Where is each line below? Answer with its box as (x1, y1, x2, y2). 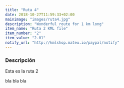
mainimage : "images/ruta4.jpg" (5, 17, 70, 22)
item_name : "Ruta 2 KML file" (5, 26, 68, 31)
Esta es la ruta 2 (5, 68, 38, 74)
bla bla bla (5, 78, 26, 84)
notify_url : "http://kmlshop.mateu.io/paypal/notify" (5, 40, 120, 45)
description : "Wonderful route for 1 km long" (5, 21, 104, 27)
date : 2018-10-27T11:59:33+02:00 (5, 12, 75, 17)
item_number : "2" (5, 31, 41, 36)
